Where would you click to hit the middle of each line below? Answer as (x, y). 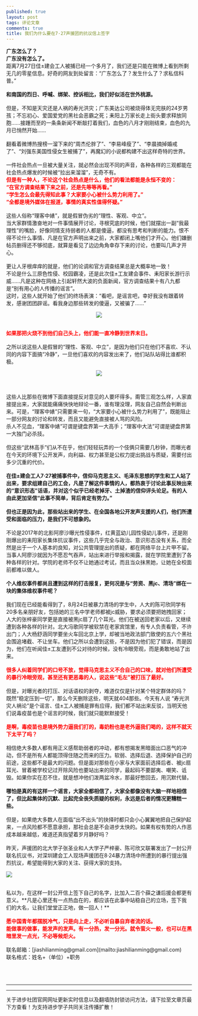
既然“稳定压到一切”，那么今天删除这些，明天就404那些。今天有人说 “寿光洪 (98, 698)
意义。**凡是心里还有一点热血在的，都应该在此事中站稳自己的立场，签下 (94, 900)
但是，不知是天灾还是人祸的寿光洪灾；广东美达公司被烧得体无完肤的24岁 (95, 108)
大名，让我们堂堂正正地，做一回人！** (63, 908)
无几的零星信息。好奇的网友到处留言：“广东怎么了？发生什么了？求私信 (93, 73)
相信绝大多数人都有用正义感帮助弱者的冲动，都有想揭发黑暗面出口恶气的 (94, 748)
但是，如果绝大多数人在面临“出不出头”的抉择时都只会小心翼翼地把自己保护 (96, 820)
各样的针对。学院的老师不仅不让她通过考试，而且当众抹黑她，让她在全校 (99, 562)
